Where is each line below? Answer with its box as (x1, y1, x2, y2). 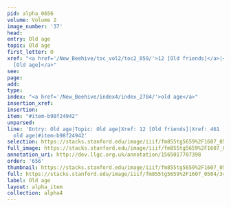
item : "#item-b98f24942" (7, 112, 78, 119)
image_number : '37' (7, 23, 63, 30)
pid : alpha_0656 (7, 10, 54, 17)
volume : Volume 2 (7, 17, 57, 23)
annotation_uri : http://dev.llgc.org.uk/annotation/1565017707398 (7, 151, 201, 159)
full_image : (7, 145, 41, 152)
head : (7, 29, 23, 37)
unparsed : (7, 119, 36, 126)
